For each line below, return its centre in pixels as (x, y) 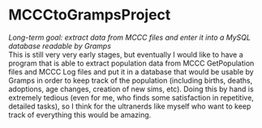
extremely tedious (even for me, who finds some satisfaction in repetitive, (131, 97)
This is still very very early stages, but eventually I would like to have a (126, 54)
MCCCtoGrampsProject (90, 15)
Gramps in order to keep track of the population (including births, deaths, (131, 80)
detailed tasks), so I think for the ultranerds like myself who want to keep (130, 106)
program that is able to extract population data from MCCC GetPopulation (131, 63)
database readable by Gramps (60, 45)
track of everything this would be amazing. (80, 114)
